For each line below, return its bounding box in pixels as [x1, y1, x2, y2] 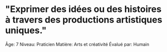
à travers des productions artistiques [5, 14, 162, 25]
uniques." [5, 25, 46, 36]
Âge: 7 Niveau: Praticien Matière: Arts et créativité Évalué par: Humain [5, 41, 149, 47]
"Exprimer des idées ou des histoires [5, 3, 161, 15]
